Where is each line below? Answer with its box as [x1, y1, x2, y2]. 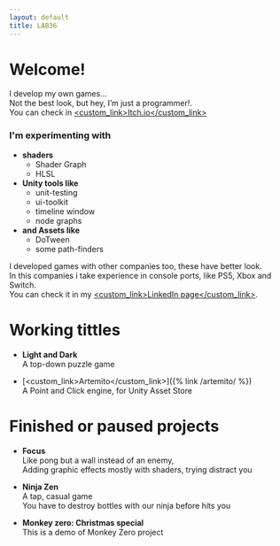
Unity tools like [21, 178, 79, 188]
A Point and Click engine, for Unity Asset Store [21, 385, 193, 396]
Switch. [9, 280, 37, 290]
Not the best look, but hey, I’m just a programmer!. [9, 98, 193, 109]
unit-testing [35, 187, 78, 197]
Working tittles [9, 319, 121, 340]
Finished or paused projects [9, 416, 220, 436]
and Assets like [21, 225, 81, 235]
